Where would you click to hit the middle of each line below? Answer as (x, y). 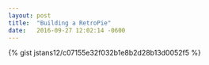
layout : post (30, 15)
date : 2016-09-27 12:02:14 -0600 (67, 30)
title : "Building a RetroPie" (60, 23)
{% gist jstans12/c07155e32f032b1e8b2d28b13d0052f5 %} (105, 53)
